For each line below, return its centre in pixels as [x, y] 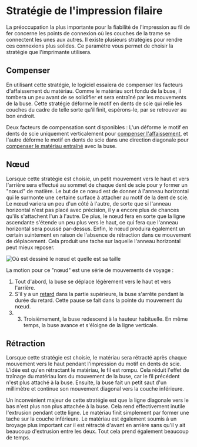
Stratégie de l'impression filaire [84, 11]
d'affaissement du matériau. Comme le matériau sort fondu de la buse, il [94, 91]
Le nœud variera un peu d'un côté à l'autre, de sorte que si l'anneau [89, 203]
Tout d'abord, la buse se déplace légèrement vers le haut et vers [93, 281]
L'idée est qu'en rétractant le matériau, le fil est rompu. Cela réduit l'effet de [98, 370]
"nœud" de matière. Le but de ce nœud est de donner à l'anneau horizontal [98, 191]
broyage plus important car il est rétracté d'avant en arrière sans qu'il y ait [96, 425]
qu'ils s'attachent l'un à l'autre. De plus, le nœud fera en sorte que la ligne [96, 216]
